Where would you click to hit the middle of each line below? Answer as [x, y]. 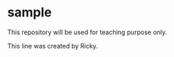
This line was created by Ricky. [53, 46]
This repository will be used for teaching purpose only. [87, 32]
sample [29, 12]
